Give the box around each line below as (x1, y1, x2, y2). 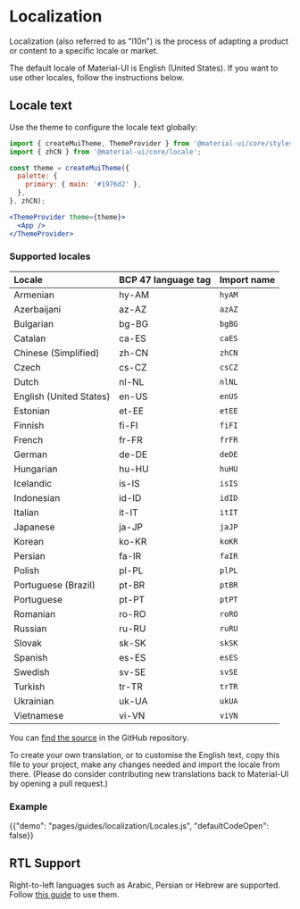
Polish (13, 564, 40, 577)
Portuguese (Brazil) (13, 579, 96, 591)
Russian (13, 622, 47, 635)
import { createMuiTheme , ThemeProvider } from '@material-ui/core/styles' (9, 138, 297, 148)
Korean (13, 535, 45, 547)
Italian (13, 506, 40, 519)
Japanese (13, 521, 55, 533)
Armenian (13, 288, 55, 301)
